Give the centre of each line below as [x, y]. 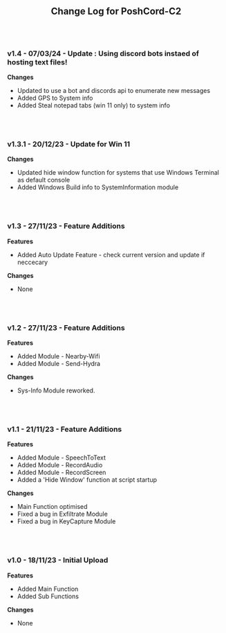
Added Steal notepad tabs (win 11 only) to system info [94, 105]
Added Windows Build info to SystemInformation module [98, 187]
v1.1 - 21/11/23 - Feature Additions [65, 429]
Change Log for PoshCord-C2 [116, 11]
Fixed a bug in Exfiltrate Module [63, 514]
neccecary [32, 262]
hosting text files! [37, 62]
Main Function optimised [52, 507]
